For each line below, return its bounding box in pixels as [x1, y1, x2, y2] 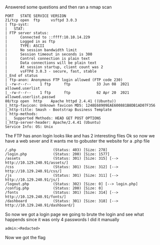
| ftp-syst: [5, 22, 29, 27]
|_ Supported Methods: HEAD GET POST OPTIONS [5, 116, 101, 121]
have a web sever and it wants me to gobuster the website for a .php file [5, 138, 150, 144]
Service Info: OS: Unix [5, 124, 53, 129]
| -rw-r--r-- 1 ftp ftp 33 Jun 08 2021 [5, 82, 130, 87]
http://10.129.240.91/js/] [5, 177, 60, 182]
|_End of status [5, 73, 38, 78]
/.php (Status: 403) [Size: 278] [5, 148, 108, 152]
